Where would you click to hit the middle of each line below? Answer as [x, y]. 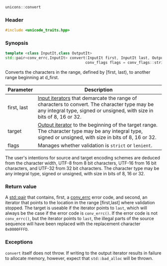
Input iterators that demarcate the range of [87, 98]
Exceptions [19, 242]
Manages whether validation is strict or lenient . [95, 145]
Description [98, 90]
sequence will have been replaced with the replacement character [73, 224]
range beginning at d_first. [32, 77]
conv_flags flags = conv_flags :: [120, 63]
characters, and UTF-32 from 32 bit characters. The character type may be [82, 168]
